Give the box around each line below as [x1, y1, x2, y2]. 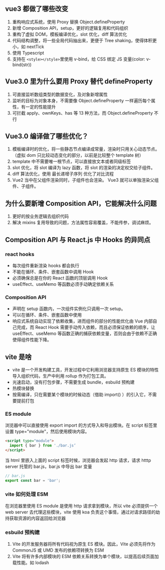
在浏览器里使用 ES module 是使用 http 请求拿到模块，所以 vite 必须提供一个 [5, 503, 158, 509]
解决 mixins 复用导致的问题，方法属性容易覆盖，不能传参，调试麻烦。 [12, 220, 154, 226]
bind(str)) [12, 62, 32, 67]
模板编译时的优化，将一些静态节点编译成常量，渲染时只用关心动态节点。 [12, 146, 160, 152]
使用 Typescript [12, 50, 44, 56]
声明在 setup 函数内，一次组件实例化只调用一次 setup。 [12, 306, 126, 312]
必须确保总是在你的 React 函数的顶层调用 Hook [12, 275, 108, 281]
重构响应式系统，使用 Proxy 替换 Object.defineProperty [12, 19, 125, 25]
